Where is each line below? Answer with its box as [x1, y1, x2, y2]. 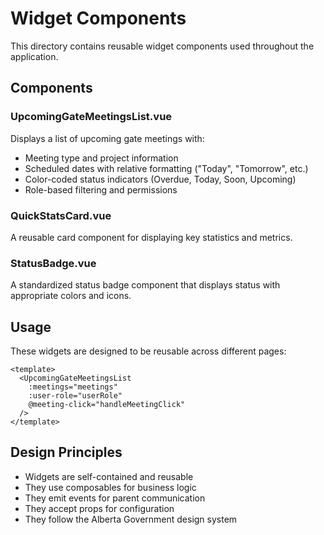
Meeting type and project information [24, 152, 179, 164]
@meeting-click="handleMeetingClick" [28, 400, 186, 410]
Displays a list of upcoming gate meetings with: [10, 132, 205, 144]
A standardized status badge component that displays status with [10, 279, 281, 291]
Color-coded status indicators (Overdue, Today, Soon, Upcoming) [24, 173, 297, 185]
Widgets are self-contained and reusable [24, 470, 194, 482]
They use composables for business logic [24, 481, 197, 493]
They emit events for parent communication [24, 492, 206, 504]
